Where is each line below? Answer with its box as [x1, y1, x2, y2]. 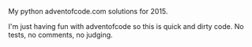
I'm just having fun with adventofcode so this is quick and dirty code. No [8, 22, 244, 31]
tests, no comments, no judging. [8, 31, 113, 39]
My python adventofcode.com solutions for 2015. [8, 7, 168, 16]
